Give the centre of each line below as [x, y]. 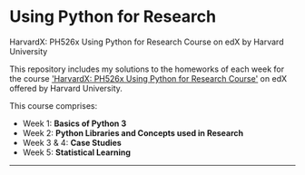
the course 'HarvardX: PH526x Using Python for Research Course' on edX [148, 78]
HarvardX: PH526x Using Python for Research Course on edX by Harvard [147, 42]
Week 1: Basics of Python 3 [74, 123]
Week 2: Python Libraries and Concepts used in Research [133, 132]
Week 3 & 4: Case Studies [72, 142]
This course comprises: [54, 105]
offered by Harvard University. [66, 88]
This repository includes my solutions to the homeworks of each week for [147, 69]
